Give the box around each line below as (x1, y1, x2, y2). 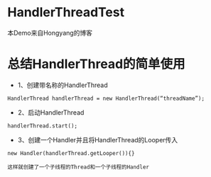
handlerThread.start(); (7, 122, 78, 130)
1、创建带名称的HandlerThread (17, 81, 108, 89)
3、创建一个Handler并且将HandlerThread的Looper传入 (17, 135, 178, 144)
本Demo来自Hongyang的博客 (7, 28, 93, 37)
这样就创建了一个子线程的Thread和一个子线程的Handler (7, 164, 149, 171)
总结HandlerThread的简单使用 (7, 56, 186, 72)
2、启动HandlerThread (17, 108, 85, 117)
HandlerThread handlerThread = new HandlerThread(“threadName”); (7, 95, 205, 102)
